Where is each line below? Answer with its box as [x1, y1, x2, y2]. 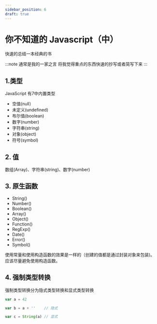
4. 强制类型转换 [5, 274, 51, 282]
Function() [12, 221, 33, 227]
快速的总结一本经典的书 [5, 51, 52, 57]
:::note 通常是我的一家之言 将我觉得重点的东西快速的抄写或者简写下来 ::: [5, 61, 148, 67]
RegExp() [12, 226, 31, 232]
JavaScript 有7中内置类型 [5, 91, 56, 97]
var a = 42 [5, 297, 27, 302]
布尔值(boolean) [12, 113, 44, 119]
